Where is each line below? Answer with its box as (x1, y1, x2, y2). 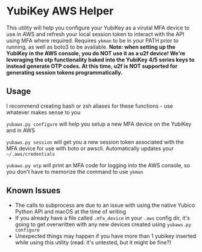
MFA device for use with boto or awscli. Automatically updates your (6, 144, 174, 152)
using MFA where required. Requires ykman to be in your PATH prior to (6, 37, 179, 44)
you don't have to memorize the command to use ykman (6, 168, 144, 175)
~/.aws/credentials (6, 151, 55, 157)
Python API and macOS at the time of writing (14, 207, 127, 215)
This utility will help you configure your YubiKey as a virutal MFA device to (6, 24, 190, 31)
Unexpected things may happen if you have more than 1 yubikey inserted (14, 232, 197, 239)
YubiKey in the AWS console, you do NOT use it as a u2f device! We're (6, 49, 186, 57)
